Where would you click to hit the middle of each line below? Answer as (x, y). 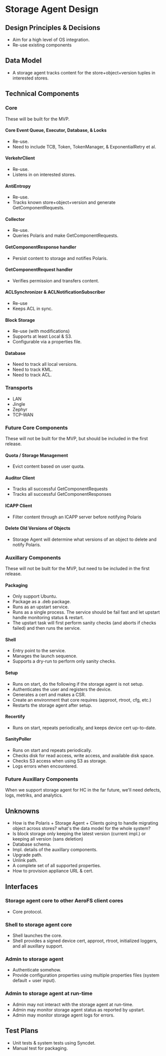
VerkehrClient (20, 158)
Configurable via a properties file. (47, 342)
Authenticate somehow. (37, 970)
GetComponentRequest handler (39, 270)
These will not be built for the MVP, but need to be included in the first (77, 569)
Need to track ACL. (32, 375)
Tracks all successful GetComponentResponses (62, 494)
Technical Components (42, 94)
